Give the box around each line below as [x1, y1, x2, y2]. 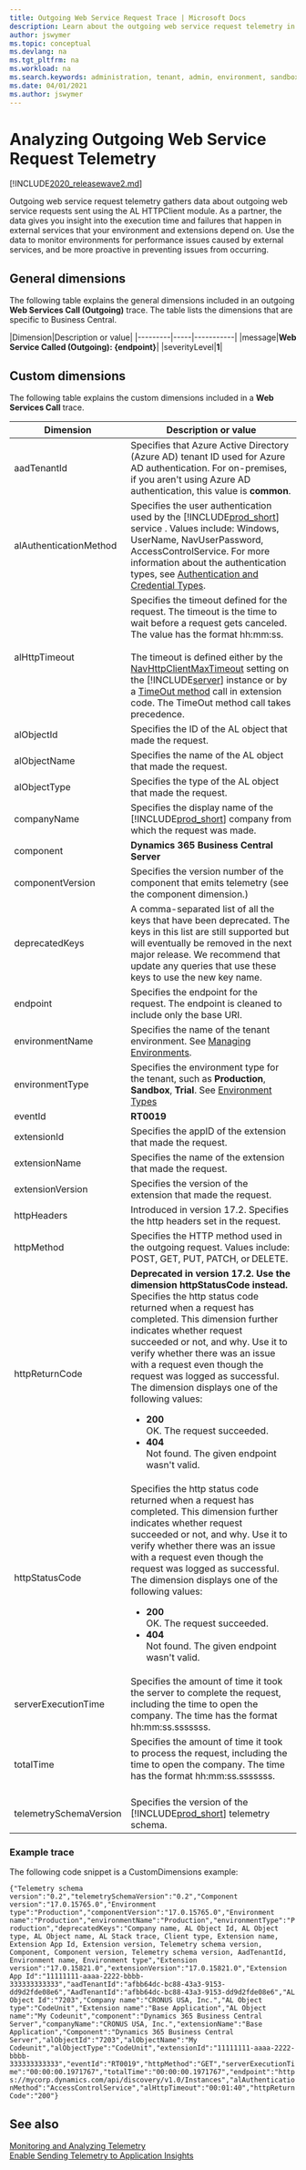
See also [9, 2116, 59, 2132]
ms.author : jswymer [9, 89, 84, 98]
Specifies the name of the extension [130, 1151, 285, 1164]
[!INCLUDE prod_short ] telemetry [130, 1807, 270, 1820]
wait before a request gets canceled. [130, 617, 288, 630]
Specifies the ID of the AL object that [130, 723, 289, 735]
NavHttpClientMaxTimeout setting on [130, 663, 290, 675]
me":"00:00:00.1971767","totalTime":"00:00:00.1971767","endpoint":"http [9, 2068, 296, 2077]
